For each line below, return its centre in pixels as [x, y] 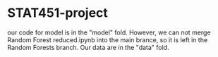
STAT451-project [57, 13]
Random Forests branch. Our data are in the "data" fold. [88, 47]
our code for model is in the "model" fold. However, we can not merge [109, 32]
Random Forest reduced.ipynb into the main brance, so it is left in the [108, 39]
